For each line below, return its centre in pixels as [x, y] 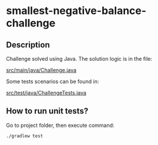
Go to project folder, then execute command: [60, 125]
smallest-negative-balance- [76, 11]
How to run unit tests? [47, 111]
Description [28, 45]
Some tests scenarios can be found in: [53, 81]
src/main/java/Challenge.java [41, 70]
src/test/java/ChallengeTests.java [46, 93]
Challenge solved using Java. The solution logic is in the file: [79, 59]
